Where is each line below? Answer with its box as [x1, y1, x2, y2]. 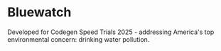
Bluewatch [7, 4, 72, 21]
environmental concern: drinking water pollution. [7, 35, 150, 43]
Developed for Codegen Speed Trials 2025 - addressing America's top [7, 28, 215, 36]
